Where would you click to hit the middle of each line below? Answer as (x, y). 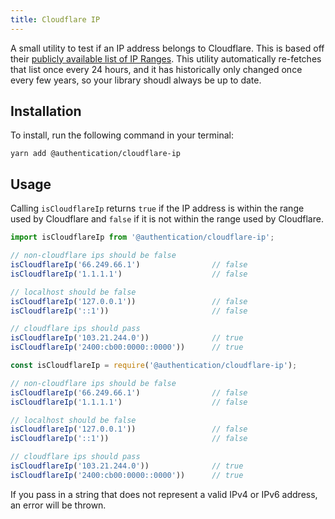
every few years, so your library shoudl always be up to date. (136, 80)
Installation (46, 111)
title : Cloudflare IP (55, 19)
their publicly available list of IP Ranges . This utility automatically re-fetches (166, 58)
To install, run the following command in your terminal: (122, 135)
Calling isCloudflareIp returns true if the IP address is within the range (157, 208)
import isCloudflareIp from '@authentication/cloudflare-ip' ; (142, 237)
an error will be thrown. (58, 505)
